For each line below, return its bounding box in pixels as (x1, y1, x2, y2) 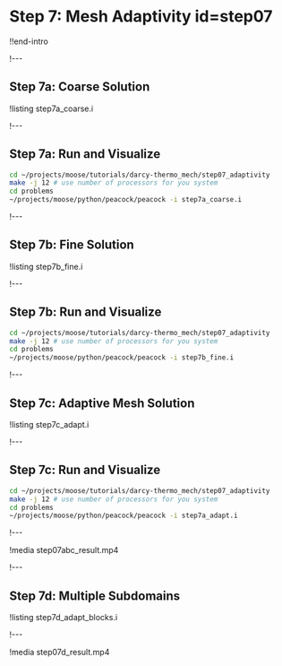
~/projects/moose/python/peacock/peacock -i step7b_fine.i (9, 353, 235, 362)
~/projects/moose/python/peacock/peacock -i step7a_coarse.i (9, 195, 243, 204)
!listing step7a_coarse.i (9, 103, 94, 114)
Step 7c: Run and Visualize (9, 463, 161, 478)
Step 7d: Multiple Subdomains (9, 588, 181, 603)
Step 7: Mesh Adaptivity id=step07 (9, 6, 273, 27)
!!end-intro (9, 36, 49, 47)
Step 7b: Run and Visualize (9, 305, 162, 320)
